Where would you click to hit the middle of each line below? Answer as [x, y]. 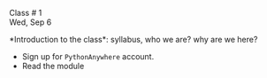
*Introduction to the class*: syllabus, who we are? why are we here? [133, 39]
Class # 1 [26, 13]
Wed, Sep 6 [31, 22]
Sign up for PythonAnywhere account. [88, 56]
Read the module [53, 66]
